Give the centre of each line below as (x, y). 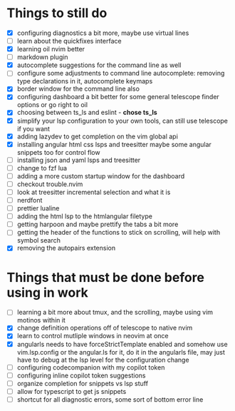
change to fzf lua (42, 168)
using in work (47, 292)
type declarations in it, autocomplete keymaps (85, 81)
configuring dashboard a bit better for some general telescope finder (118, 97)
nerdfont (30, 200)
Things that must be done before (105, 277)
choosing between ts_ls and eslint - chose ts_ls (87, 113)
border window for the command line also (78, 89)
